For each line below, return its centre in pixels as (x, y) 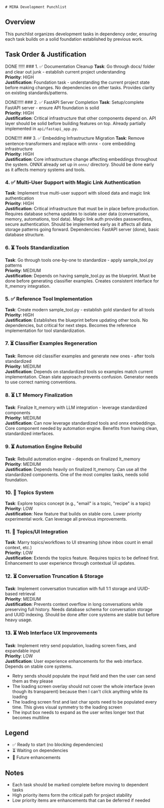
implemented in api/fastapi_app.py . (42, 128)
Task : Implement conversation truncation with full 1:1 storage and (70, 589)
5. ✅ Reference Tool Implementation (49, 299)
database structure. (25, 234)
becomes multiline (31, 717)
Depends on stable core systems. (39, 666)
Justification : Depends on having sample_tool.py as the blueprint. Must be (81, 276)
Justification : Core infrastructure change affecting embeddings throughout (81, 159)
